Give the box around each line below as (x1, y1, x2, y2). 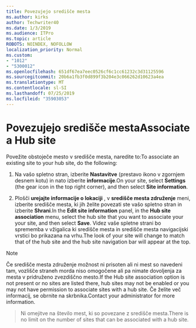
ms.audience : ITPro (6, 31, 54, 36)
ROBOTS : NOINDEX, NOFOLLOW (6, 42, 72, 48)
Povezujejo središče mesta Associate (6, 121, 190, 134)
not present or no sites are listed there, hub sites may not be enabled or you (6, 279, 190, 286)
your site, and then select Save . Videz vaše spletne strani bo (14, 219, 161, 226)
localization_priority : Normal (6, 47, 83, 53)
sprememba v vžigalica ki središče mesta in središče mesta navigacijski (14, 225, 189, 232)
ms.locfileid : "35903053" (6, 96, 69, 102)
